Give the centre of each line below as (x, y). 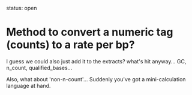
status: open (22, 8)
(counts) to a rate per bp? (70, 45)
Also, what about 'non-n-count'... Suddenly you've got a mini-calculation (96, 79)
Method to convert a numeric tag (90, 32)
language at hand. (28, 85)
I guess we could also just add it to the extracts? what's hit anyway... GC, (96, 61)
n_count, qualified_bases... (39, 68)
